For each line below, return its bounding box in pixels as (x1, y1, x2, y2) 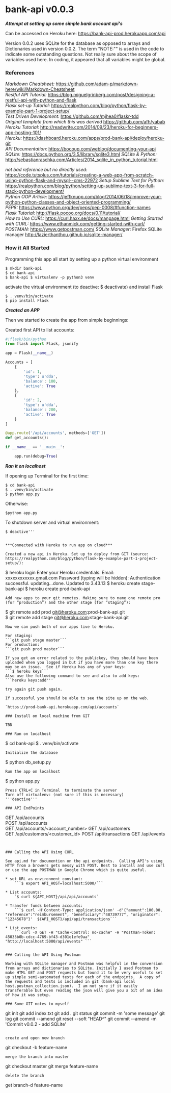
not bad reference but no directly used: (5, 167, 88, 173)
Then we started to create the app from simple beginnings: (5, 317, 129, 323)
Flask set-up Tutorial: (5, 103, 50, 109)
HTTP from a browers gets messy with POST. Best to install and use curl (5, 863, 165, 868)
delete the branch (5, 1073, 44, 1078)
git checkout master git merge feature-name (5, 1063, 98, 1069)
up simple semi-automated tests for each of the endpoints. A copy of (5, 974, 160, 980)
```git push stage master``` (5, 638, 67, 643)
